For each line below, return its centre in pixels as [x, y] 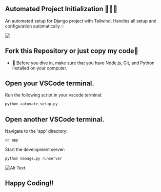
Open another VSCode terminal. [55, 119]
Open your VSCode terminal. [50, 84]
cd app [12, 140]
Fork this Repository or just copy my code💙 [72, 51]
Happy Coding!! [30, 183]
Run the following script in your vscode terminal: [54, 95]
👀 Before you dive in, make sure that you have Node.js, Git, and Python [83, 63]
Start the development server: [35, 149]
